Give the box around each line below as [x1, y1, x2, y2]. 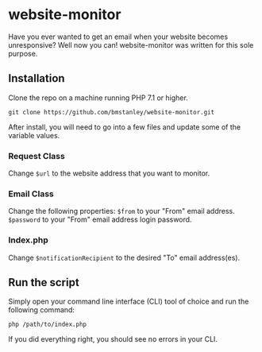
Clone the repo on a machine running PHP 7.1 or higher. [8, 93, 188, 103]
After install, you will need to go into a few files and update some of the [8, 122, 241, 132]
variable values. [8, 130, 60, 140]
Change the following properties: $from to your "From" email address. [8, 207, 236, 216]
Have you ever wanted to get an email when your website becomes [8, 32, 229, 41]
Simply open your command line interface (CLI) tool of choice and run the [8, 296, 249, 307]
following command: [8, 305, 75, 315]
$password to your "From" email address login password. [8, 215, 192, 224]
